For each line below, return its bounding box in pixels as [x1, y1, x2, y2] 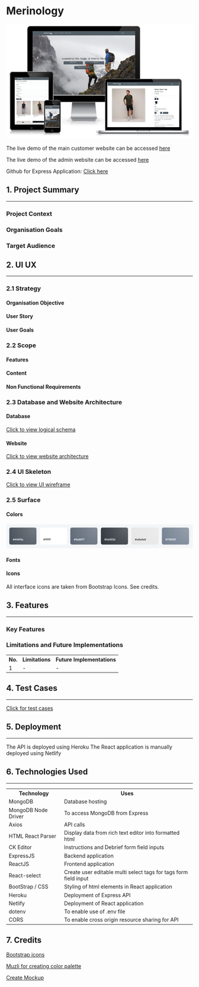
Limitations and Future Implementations [6, 641, 123, 649]
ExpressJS [8, 852, 35, 859]
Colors [6, 510, 23, 518]
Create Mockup [6, 974, 44, 981]
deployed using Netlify [6, 749, 62, 756]
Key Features [6, 625, 46, 633]
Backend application [64, 852, 114, 859]
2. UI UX [6, 260, 37, 270]
